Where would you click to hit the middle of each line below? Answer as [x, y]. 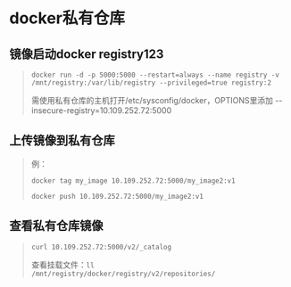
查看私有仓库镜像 [56, 226]
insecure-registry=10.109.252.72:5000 [101, 111]
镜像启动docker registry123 [87, 54]
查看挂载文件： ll [63, 265]
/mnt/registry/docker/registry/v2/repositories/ [123, 274]
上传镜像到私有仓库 [62, 140]
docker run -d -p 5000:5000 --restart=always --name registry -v [155, 75]
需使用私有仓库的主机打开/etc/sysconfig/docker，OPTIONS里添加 [152, 100]
